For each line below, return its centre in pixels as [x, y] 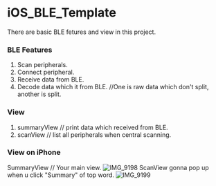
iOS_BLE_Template [62, 13]
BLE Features [30, 50]
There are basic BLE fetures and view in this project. [82, 32]
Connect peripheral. [46, 72]
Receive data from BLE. [51, 80]
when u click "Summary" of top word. [61, 175]
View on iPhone [34, 152]
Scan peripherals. [42, 65]
